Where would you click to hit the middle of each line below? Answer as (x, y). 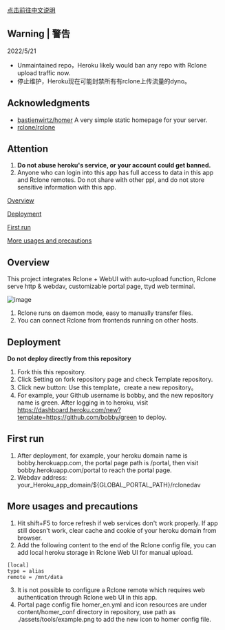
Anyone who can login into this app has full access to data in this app (115, 173)
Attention (28, 149)
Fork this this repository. (51, 372)
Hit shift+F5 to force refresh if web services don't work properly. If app (117, 523)
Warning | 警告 (39, 34)
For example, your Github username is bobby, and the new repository (115, 396)
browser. (30, 538)
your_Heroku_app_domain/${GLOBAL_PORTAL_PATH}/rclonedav (109, 485)
